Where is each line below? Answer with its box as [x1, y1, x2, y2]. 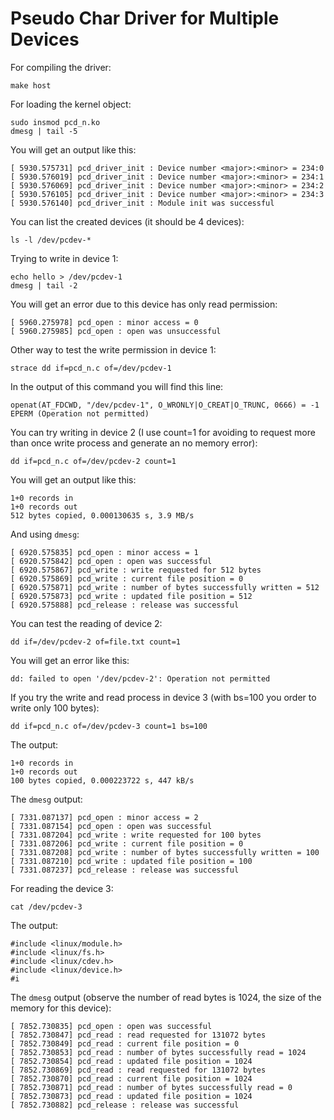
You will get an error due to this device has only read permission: [10, 298, 278, 310]
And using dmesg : [10, 528, 80, 540]
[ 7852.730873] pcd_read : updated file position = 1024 [10, 1091, 253, 1101]
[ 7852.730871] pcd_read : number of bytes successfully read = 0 [10, 1082, 293, 1092]
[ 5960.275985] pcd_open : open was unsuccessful [10, 326, 222, 336]
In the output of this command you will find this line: [10, 380, 224, 392]
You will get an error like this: [10, 654, 130, 666]
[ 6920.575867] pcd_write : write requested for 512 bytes [10, 565, 262, 575]
